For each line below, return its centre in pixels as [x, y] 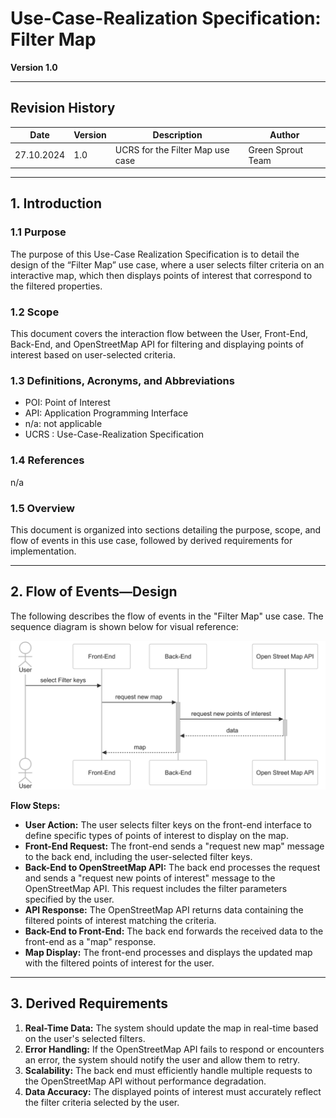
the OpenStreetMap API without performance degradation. [145, 1081]
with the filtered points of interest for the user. [119, 963]
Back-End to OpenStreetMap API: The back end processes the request [172, 867]
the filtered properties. [56, 286]
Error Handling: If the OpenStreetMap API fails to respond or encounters [174, 1049]
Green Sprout [276, 149]
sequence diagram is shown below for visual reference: [124, 626]
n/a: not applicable [63, 424]
